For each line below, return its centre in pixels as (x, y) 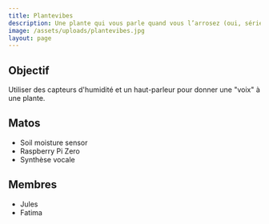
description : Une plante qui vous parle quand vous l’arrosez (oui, (125, 23)
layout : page (30, 38)
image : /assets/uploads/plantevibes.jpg (77, 30)
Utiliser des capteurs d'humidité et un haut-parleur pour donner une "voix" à (134, 90)
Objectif (29, 70)
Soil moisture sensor (54, 142)
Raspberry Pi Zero (50, 151)
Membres (33, 185)
